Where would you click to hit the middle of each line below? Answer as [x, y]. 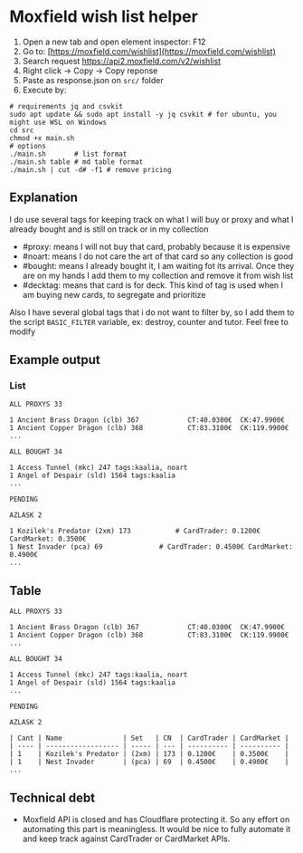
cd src [22, 130]
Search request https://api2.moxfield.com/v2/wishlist [122, 61]
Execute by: [44, 90]
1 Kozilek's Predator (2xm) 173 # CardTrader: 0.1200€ [135, 532]
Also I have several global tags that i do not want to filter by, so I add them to [152, 312]
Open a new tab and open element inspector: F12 [114, 42]
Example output [55, 360]
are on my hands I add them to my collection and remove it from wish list [158, 275]
